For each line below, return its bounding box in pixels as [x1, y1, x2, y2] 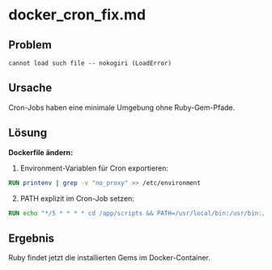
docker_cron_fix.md [8, 6, 147, 24]
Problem [8, 38, 53, 52]
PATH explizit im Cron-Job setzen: [19, 193, 135, 203]
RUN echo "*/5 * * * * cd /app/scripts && [8, 209, 154, 217]
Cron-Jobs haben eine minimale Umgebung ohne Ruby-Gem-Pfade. [8, 103, 236, 112]
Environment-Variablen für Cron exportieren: [19, 163, 168, 173]
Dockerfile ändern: [8, 147, 74, 157]
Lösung [8, 126, 47, 140]
